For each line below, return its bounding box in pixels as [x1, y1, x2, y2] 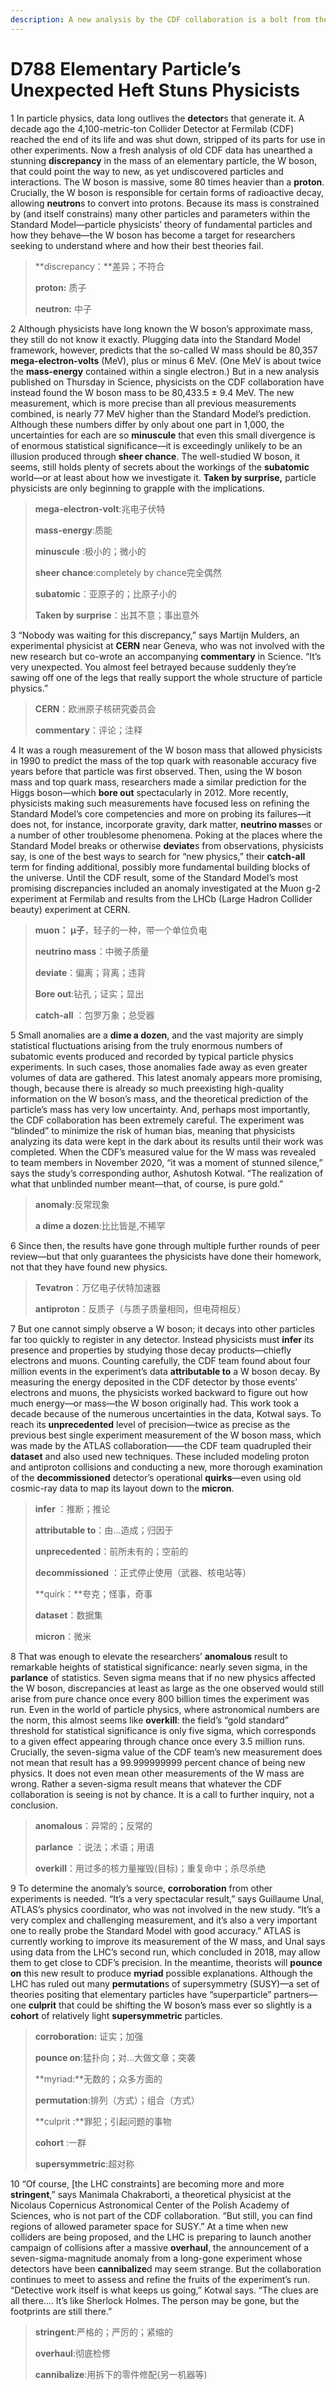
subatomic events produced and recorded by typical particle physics [10, 1050, 294, 1062]
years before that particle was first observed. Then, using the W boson [10, 765, 303, 777]
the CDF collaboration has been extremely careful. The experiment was [10, 1114, 305, 1126]
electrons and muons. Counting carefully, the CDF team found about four [10, 1354, 312, 1366]
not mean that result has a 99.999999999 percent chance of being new [10, 1756, 306, 1768]
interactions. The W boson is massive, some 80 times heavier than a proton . [10, 176, 325, 188]
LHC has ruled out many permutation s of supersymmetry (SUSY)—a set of [10, 1977, 320, 1990]
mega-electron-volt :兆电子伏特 [34, 502, 166, 515]
